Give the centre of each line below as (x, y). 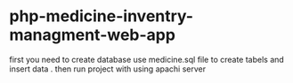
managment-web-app (93, 35)
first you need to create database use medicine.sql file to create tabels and (147, 59)
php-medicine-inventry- (102, 16)
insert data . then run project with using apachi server (108, 69)
